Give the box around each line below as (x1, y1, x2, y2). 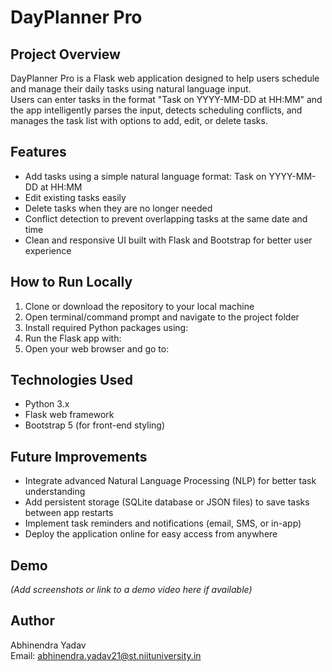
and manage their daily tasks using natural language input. (10, 83, 252, 95)
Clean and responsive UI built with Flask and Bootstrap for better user (24, 234, 313, 246)
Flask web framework (24, 409, 115, 421)
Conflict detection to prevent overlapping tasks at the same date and (24, 212, 308, 225)
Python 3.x (24, 398, 70, 410)
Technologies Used (10, 372, 133, 389)
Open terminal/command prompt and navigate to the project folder (24, 311, 300, 323)
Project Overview (10, 46, 121, 63)
